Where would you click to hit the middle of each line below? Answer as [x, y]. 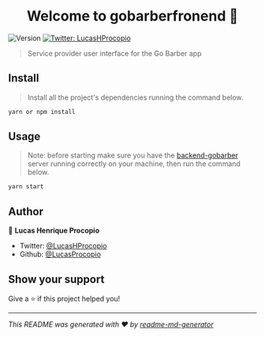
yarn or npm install [42, 112]
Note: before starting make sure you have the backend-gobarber [133, 155]
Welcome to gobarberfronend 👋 [132, 16]
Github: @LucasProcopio [60, 254]
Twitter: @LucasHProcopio [63, 246]
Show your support [56, 279]
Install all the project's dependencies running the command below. [135, 97]
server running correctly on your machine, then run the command [134, 164]
